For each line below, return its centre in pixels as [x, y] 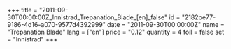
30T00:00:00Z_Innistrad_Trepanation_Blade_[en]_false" [87, 17]
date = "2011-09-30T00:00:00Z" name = [166, 24]
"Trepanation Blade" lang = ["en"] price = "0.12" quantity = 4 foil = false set [116, 32]
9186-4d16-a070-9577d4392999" [57, 24]
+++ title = [23, 10]
